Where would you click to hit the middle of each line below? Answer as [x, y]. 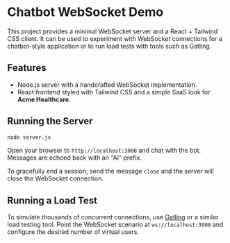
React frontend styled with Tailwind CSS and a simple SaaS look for [114, 92]
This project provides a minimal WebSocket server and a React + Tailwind [113, 31]
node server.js [29, 137]
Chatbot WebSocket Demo [85, 12]
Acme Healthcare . [44, 99]
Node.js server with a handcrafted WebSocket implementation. [107, 85]
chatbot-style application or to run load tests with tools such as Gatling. [109, 46]
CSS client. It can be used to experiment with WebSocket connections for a [115, 38]
